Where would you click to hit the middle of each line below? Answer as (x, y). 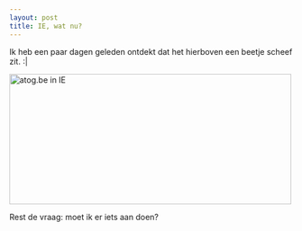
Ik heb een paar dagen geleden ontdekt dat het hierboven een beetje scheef (151, 51)
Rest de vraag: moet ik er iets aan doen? (84, 217)
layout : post (34, 18)
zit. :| (19, 61)
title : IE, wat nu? (46, 26)
